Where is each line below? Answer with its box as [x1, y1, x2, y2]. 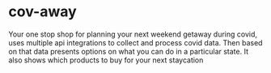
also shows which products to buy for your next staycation [8, 55, 204, 65]
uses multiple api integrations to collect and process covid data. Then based [8, 37, 263, 47]
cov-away [8, 2, 77, 21]
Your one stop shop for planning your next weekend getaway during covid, [8, 29, 257, 39]
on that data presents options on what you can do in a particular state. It [8, 46, 249, 56]
